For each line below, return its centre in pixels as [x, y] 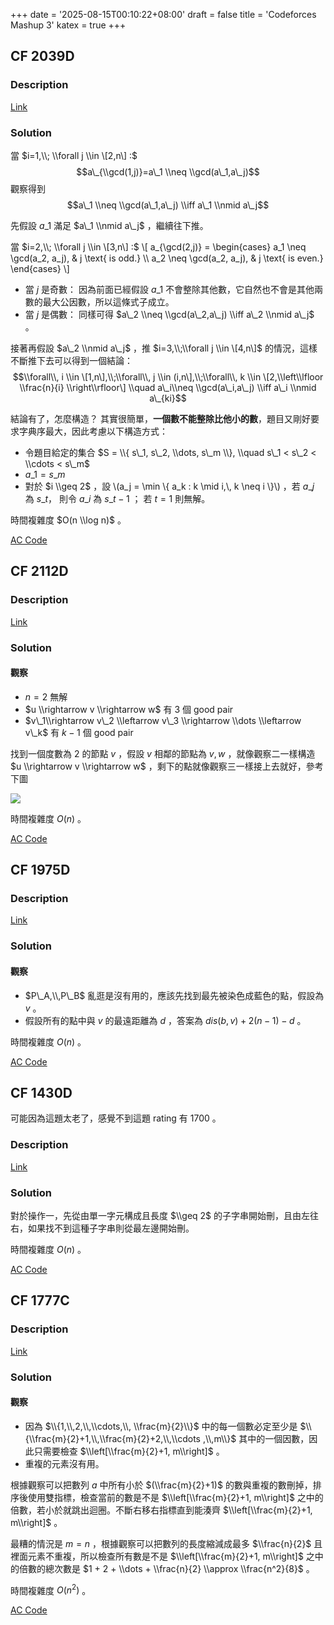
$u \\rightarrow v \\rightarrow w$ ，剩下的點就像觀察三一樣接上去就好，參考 [167, 766]
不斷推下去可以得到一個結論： [71, 360]
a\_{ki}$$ [168, 398]
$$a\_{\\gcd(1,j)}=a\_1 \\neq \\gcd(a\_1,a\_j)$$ [168, 171]
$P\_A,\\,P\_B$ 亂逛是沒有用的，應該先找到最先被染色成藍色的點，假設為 [174, 995]
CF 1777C [40, 1300]
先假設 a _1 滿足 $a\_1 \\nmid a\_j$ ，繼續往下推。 [109, 225]
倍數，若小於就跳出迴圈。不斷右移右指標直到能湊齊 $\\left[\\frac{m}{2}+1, [161, 1510]
